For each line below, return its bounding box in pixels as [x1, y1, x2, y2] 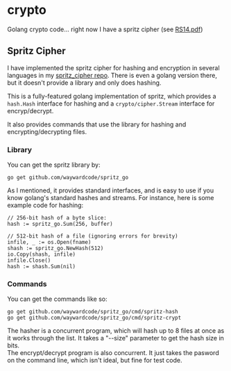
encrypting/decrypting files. [7, 127, 87, 135]
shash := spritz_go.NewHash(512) [7, 245, 104, 252]
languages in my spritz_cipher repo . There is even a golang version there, [7, 71, 217, 79]
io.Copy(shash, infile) [7, 251, 76, 258]
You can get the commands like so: [7, 295, 108, 304]
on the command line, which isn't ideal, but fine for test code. [7, 356, 182, 365]
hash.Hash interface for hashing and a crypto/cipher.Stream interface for [7, 99, 215, 108]
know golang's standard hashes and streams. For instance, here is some [7, 194, 214, 202]
